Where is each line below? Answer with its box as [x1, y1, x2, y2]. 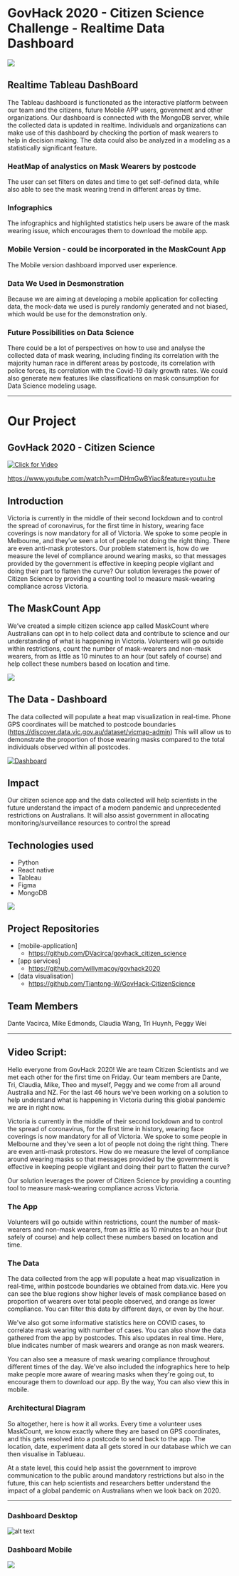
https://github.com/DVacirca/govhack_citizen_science [28, 949, 187, 958]
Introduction [7, 495, 64, 507]
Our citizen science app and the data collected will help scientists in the [7, 796, 218, 805]
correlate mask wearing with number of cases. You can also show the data [7, 1326, 226, 1334]
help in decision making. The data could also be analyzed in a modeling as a [7, 135, 230, 144]
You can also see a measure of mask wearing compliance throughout [7, 1355, 211, 1364]
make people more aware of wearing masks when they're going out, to [7, 1370, 215, 1379]
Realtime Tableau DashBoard [7, 79, 139, 91]
